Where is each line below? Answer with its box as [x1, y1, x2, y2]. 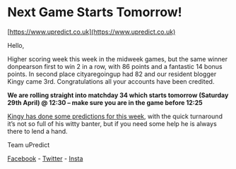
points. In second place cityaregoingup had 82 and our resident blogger [7, 70, 217, 78]
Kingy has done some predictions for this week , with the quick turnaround [7, 112, 223, 120]
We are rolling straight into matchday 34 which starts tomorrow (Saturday [7, 91, 229, 99]
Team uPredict [7, 140, 50, 149]
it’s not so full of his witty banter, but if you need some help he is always [7, 119, 217, 127]
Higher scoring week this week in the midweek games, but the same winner [7, 54, 228, 63]
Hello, [7, 41, 25, 49]
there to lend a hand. [7, 127, 69, 135]
